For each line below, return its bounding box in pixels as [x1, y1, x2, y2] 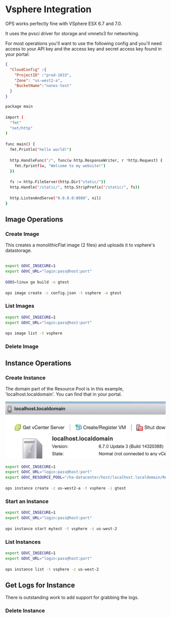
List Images [5, 303, 35, 310]
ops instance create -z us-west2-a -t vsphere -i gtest [5, 486, 126, 491]
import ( [5, 115, 24, 120]
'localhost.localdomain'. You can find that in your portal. [5, 391, 122, 397]
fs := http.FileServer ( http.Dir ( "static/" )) [10, 179, 106, 185]
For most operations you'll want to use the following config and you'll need [5, 40, 162, 47]
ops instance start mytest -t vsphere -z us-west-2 [5, 526, 117, 531]
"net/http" [10, 125, 33, 131]
